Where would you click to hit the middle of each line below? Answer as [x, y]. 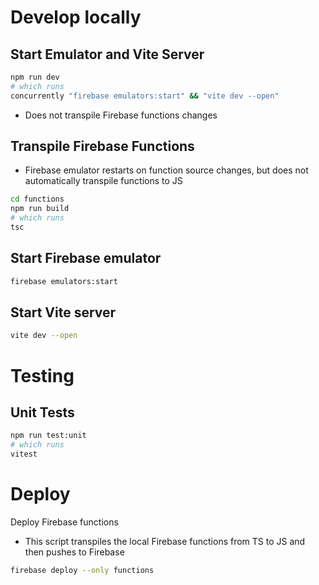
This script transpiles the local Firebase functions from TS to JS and [165, 541]
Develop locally [76, 17]
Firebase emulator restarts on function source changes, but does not [166, 170]
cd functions [37, 199]
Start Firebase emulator [86, 258]
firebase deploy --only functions [82, 570]
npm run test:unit [48, 436]
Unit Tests [42, 412]
